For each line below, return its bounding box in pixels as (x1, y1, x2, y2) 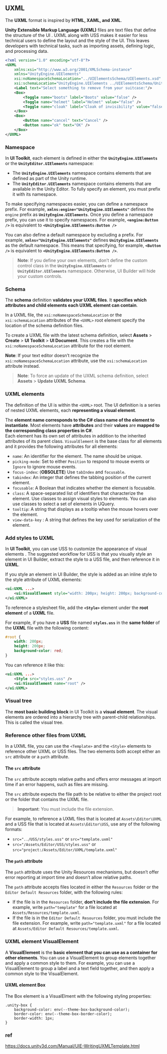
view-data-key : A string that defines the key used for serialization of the (12, 516, 161, 523)
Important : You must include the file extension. (17, 806, 114, 812)
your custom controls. (17, 273, 63, 279)
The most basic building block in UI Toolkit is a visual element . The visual (5, 708, 158, 715)
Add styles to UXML (5, 534, 55, 541)
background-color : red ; (14, 648, 64, 653)
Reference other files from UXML (5, 732, 86, 739)
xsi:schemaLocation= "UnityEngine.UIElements (14, 81, 108, 86)
